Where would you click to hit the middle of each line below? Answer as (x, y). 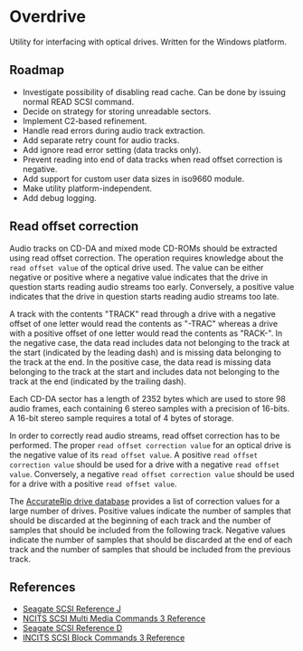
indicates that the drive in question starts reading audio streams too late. (144, 296)
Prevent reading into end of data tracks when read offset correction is (152, 159)
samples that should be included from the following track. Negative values (148, 530)
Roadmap (37, 70)
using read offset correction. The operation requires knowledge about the (147, 258)
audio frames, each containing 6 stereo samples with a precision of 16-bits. (150, 408)
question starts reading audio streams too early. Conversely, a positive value (152, 286)
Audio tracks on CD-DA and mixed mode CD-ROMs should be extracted (143, 248)
